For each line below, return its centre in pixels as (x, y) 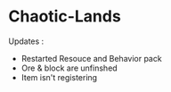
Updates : (26, 41)
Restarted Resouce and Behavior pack (91, 58)
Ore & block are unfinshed (69, 68)
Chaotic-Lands (65, 17)
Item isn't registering (59, 77)
